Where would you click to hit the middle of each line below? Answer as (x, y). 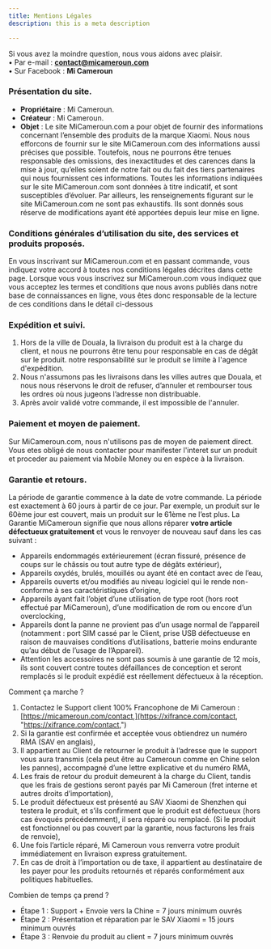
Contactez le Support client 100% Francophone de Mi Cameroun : (130, 707)
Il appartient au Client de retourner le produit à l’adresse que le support (138, 750)
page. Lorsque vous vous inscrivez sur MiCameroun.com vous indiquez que (135, 278)
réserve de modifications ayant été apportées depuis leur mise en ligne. (140, 212)
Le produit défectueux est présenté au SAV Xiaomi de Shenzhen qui (133, 802)
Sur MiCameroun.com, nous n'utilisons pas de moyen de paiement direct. (131, 441)
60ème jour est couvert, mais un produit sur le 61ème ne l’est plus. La (124, 514)
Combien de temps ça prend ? (59, 895)
